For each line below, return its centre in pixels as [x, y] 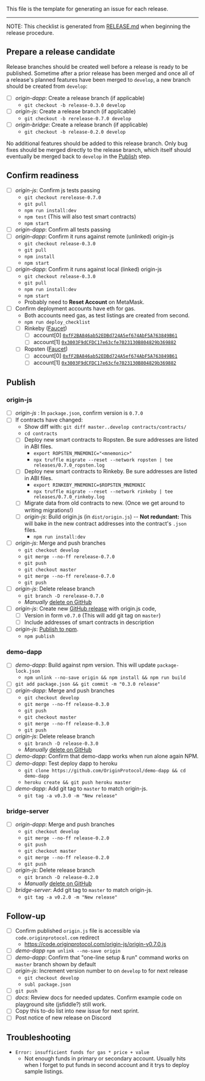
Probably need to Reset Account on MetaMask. [84, 302]
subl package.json [48, 985]
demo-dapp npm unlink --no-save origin [68, 950]
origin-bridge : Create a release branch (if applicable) [81, 124]
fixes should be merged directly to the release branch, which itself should [99, 150]
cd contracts [41, 434]
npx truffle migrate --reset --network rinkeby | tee [103, 492]
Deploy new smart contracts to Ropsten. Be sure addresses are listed [111, 440]
